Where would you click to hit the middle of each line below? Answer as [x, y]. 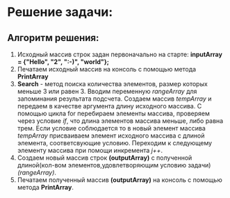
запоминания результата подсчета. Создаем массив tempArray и [114, 99]
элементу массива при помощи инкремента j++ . [90, 150]
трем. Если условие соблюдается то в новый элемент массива [112, 128]
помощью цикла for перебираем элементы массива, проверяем [113, 113]
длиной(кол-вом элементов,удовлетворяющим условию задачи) [114, 165]
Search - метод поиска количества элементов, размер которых [113, 84]
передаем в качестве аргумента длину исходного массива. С [109, 106]
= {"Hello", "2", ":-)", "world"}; [63, 62]
